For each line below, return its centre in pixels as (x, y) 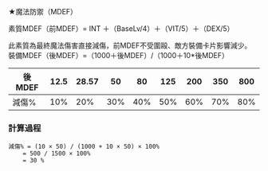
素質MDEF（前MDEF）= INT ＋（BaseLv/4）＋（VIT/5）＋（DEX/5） (121, 29)
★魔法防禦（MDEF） (43, 12)
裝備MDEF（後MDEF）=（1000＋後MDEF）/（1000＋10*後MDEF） (118, 55)
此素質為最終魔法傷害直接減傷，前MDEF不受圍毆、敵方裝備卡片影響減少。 (130, 45)
